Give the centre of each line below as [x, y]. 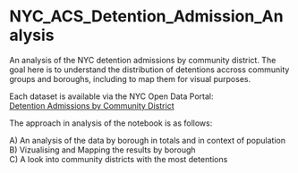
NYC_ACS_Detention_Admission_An [146, 16]
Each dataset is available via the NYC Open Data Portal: [111, 96]
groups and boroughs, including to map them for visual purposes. [130, 78]
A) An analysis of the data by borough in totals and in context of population [148, 140]
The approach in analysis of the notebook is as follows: [111, 123]
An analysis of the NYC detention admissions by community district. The [143, 60]
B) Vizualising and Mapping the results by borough [102, 150]
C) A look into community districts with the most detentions [119, 159]
